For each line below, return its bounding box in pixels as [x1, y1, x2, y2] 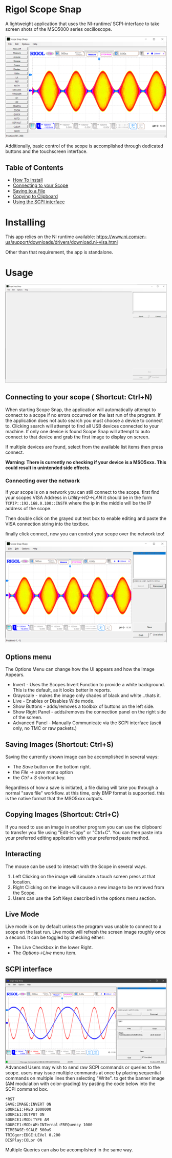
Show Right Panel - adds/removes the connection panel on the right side [12, 709, 166, 715]
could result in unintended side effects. [5, 465, 91, 471]
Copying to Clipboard [12, 194, 58, 200]
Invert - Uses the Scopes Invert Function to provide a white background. [12, 682, 165, 688]
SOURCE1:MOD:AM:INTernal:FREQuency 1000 [5, 1123, 93, 1128]
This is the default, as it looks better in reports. [12, 687, 112, 693]
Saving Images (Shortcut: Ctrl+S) [5, 740, 114, 749]
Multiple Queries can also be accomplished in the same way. [5, 1147, 133, 1153]
